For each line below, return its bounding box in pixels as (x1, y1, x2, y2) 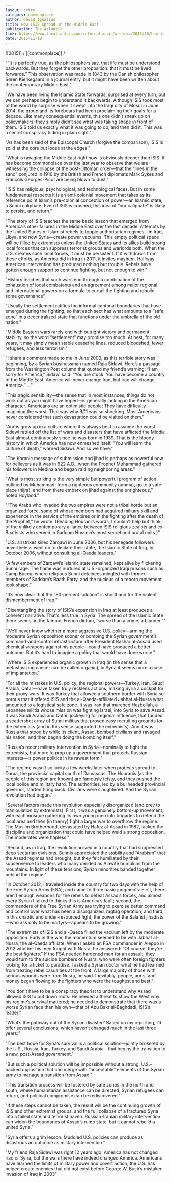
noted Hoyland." (5, 492, 39, 498)
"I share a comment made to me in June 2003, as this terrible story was (5, 355, 156, 361)
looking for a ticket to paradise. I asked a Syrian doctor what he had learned (5, 961, 164, 968)
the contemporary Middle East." (5, 81, 72, 87)
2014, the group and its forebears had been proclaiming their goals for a (5, 108, 156, 114)
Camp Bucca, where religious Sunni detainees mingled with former (5, 570, 146, 577)
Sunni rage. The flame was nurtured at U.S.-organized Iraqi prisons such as (5, 565, 164, 571)
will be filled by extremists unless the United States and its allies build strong (5, 239, 165, 246)
